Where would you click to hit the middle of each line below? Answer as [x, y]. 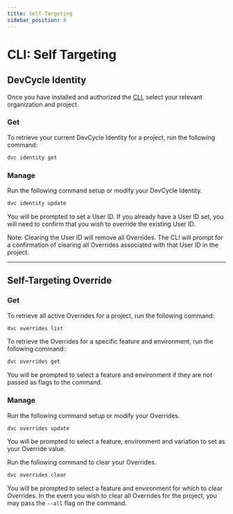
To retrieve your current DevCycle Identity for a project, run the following [111, 137]
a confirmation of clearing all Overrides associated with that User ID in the [113, 245]
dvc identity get [32, 157]
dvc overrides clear [37, 475]
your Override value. [36, 449]
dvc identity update [37, 203]
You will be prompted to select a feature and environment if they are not [110, 375]
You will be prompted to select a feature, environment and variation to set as [116, 442]
